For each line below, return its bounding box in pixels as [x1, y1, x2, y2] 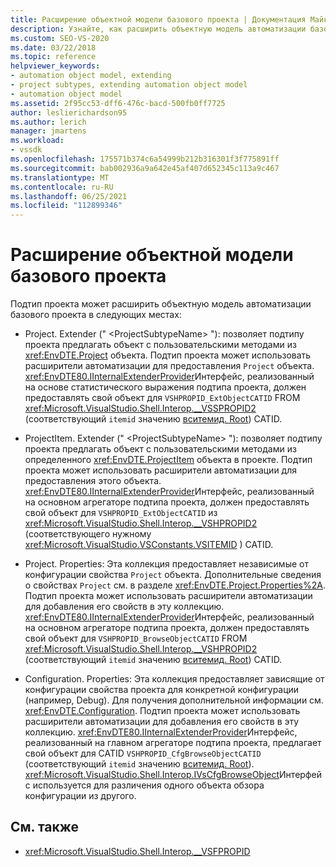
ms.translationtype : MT [10, 172, 110, 183]
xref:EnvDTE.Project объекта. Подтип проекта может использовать [24, 349, 312, 361]
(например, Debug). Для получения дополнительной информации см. [24, 694, 324, 706]
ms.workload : [10, 136, 65, 146]
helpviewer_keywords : [10, 61, 101, 71]
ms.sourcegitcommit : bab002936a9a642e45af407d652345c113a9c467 [10, 163, 280, 173]
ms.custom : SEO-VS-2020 [10, 33, 110, 43]
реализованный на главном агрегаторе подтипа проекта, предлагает [24, 737, 322, 749]
